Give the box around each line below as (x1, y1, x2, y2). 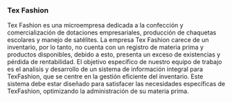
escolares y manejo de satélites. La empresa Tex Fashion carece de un (7, 36, 209, 44)
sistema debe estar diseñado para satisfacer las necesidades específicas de (7, 80, 226, 88)
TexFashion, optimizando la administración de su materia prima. (7, 87, 189, 95)
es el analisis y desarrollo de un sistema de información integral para (7, 65, 203, 74)
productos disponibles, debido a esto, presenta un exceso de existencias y (7, 50, 221, 59)
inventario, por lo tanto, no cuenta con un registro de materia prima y (7, 43, 204, 52)
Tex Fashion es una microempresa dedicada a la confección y (7, 21, 184, 30)
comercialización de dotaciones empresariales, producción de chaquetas (7, 28, 217, 37)
